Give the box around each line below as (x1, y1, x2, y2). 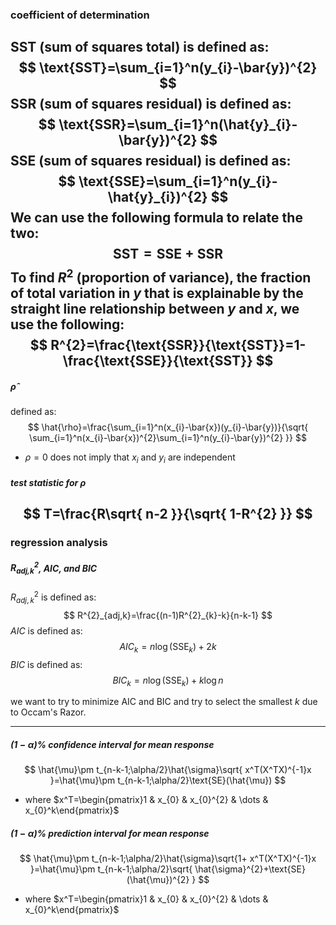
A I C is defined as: (10, 624, 83, 637)
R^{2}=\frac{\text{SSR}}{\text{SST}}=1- (50, 337, 307, 354)
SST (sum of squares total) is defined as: (10, 39, 270, 56)
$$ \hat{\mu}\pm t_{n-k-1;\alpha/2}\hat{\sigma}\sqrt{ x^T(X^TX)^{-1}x (24, 764, 312, 776)
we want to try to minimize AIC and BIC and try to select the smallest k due (10, 696, 318, 708)
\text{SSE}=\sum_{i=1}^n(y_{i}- (78, 173, 278, 190)
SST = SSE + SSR (113, 246, 223, 263)
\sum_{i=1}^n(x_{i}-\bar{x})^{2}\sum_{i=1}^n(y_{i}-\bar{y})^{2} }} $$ (29, 432, 307, 444)
